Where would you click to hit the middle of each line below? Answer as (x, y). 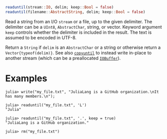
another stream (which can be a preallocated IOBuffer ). (63, 58)
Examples (26, 78)
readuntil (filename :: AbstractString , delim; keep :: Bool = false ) (75, 12)
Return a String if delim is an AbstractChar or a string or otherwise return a (83, 47)
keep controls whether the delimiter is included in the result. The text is (78, 32)
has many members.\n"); (30, 96)
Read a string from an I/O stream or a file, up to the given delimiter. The (79, 21)
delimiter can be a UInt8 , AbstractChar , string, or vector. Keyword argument (84, 27)
